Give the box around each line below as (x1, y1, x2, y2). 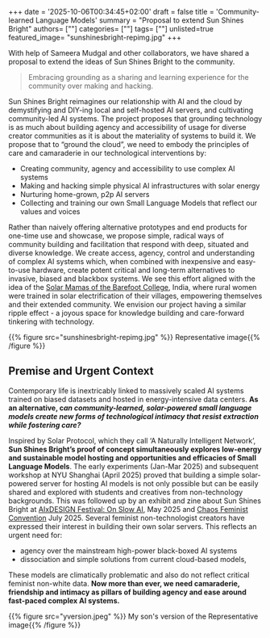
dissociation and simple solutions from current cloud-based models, (19, 554, 247, 564)
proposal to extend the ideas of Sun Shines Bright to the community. (8, 57, 235, 66)
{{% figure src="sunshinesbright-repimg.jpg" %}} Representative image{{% (8, 333, 260, 342)
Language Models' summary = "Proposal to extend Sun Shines (35, 15, 244, 25)
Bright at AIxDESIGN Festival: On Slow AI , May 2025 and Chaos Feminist (8, 504, 248, 514)
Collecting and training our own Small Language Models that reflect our (19, 198, 258, 208)
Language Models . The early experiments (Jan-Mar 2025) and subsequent (8, 461, 260, 471)
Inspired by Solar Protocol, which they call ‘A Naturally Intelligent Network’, (8, 435, 256, 445)
